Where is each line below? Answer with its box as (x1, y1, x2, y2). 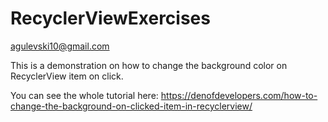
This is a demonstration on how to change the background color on (10, 59, 288, 71)
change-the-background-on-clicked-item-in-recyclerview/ (10, 100, 253, 112)
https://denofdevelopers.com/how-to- (160, 89, 318, 101)
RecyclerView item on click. (10, 70, 124, 82)
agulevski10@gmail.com (10, 40, 110, 52)
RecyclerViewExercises (10, 7, 211, 30)
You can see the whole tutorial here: (10, 89, 159, 101)
